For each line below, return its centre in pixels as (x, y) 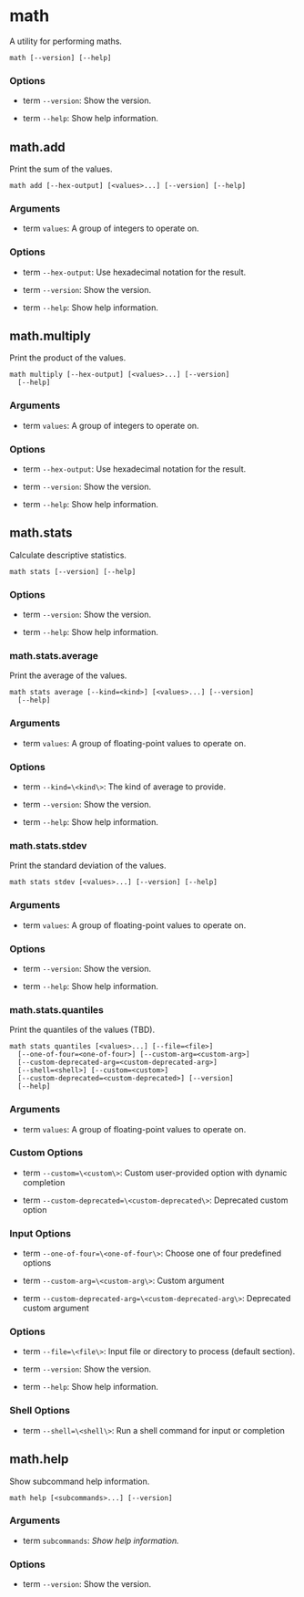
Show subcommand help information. (80, 1481)
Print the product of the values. (68, 358)
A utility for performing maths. (66, 41)
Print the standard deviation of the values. (88, 866)
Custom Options (46, 1153)
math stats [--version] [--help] (73, 571)
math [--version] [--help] (61, 57)
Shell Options (40, 1411)
